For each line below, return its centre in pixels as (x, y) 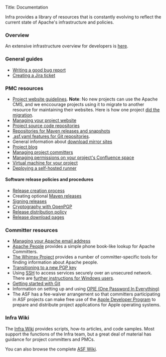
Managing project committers (43, 152)
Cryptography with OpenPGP (42, 206)
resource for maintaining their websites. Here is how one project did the (86, 109)
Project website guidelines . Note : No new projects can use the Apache (85, 99)
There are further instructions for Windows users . (63, 278)
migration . (23, 115)
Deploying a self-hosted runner (44, 168)
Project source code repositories (46, 125)
